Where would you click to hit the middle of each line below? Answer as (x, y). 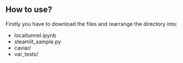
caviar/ (23, 48)
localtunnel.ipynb (35, 35)
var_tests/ (26, 54)
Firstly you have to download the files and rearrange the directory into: (92, 24)
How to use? (29, 10)
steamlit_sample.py (38, 41)
